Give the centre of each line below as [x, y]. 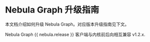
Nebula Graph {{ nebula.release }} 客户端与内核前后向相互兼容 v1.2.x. [75, 34]
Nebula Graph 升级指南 [52, 10]
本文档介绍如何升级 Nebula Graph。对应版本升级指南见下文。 [67, 24]
